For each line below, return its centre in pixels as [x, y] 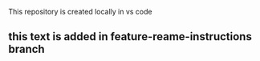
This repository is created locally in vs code [80, 12]
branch [27, 49]
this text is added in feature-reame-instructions [130, 37]
